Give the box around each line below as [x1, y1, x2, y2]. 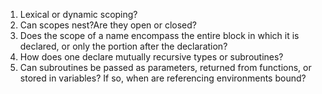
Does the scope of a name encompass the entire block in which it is [19, 30, 300, 41]
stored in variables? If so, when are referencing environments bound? [19, 72, 307, 84]
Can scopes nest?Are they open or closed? [19, 19, 197, 31]
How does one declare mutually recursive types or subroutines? [19, 51, 284, 63]
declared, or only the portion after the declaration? [19, 40, 228, 52]
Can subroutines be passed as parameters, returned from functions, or [19, 62, 312, 73]
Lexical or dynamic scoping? [19, 9, 138, 20]
